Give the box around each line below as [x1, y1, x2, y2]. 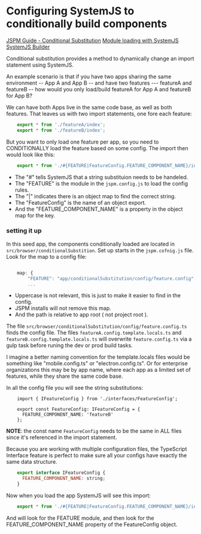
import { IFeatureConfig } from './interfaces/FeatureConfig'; [17, 396, 178, 402]
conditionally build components [6, 17, 167, 31]
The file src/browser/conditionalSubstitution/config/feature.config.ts [6, 323, 187, 330]
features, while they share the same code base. [6, 372, 123, 380]
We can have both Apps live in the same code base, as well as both [6, 103, 172, 111]
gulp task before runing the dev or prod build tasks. [6, 342, 133, 349]
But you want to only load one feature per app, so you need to [6, 138, 159, 145]
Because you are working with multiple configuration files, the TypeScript [6, 446, 187, 453]
